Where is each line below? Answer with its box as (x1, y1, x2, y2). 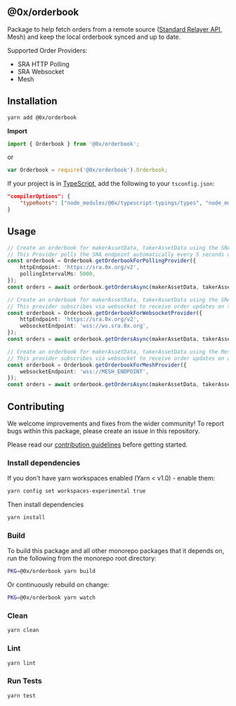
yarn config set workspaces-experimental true (7, 488, 146, 495)
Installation (7, 95, 58, 107)
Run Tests (7, 676, 42, 686)
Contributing (7, 400, 65, 412)
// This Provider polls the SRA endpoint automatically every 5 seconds (7, 251, 225, 258)
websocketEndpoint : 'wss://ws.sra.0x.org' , (20, 323, 150, 330)
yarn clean (7, 627, 39, 634)
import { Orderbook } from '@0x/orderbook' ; (7, 140, 140, 147)
